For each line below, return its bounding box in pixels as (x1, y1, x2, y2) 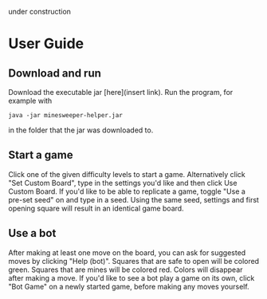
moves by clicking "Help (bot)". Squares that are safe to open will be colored (8, 256, 260, 266)
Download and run (8, 66, 102, 80)
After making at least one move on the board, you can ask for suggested (8, 247, 246, 258)
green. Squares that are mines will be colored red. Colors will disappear (8, 265, 243, 274)
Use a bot (8, 226, 57, 240)
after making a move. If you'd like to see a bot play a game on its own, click (8, 273, 255, 282)
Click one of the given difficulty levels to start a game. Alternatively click (8, 169, 245, 179)
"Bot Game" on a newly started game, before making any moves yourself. (8, 281, 249, 291)
